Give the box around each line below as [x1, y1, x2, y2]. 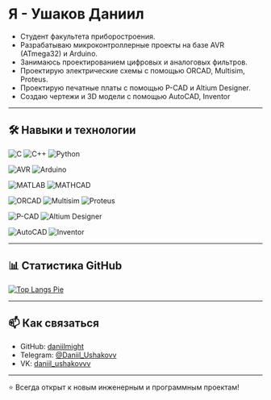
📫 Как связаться [8, 316, 99, 330]
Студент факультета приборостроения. [19, 31, 156, 41]
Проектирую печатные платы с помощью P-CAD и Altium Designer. [19, 82, 252, 93]
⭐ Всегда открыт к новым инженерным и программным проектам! [8, 382, 240, 392]
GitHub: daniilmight [19, 342, 85, 352]
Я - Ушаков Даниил [8, 5, 144, 23]
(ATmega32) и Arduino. [19, 48, 98, 58]
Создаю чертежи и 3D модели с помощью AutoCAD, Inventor [19, 91, 231, 101]
